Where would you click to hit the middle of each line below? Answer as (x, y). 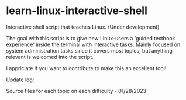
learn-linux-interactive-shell (77, 11)
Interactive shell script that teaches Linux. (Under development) (83, 27)
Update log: (20, 80)
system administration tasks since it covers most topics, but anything (89, 50)
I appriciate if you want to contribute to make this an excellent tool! (86, 68)
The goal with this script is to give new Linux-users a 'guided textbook (91, 38)
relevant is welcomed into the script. (50, 57)
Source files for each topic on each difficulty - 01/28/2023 (76, 91)
